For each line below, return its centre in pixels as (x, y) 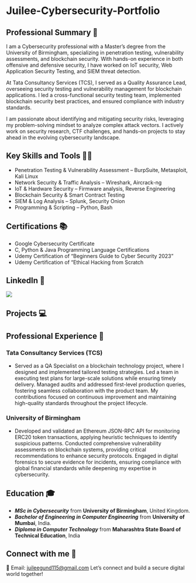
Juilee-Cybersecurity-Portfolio (83, 11)
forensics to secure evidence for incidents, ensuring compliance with (98, 462)
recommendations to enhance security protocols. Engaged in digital (96, 455)
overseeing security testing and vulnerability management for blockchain (94, 89)
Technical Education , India (47, 535)
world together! (25, 574)
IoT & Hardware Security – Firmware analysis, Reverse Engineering (95, 188)
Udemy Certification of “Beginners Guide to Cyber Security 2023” (94, 256)
